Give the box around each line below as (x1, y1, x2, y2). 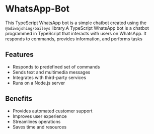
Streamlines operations (12, 118, 61, 124)
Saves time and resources (12, 124, 67, 130)
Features (5, 50, 34, 59)
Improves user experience (12, 113, 67, 119)
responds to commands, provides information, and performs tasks (5, 36, 142, 42)
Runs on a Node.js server (12, 80, 65, 86)
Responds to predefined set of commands (12, 63, 100, 70)
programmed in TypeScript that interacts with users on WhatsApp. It (5, 30, 147, 36)
